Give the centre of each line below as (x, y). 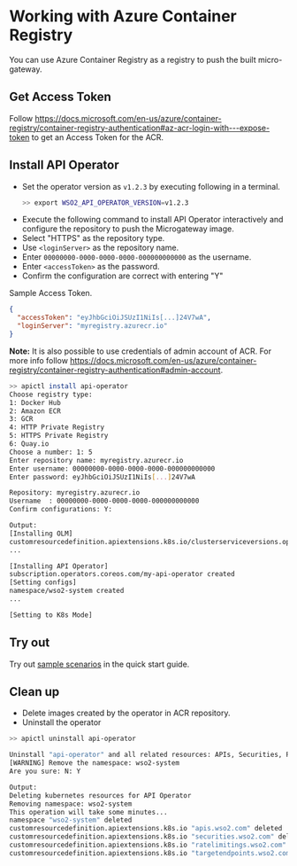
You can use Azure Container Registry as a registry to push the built (133, 59)
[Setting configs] (43, 582)
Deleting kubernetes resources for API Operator (100, 795)
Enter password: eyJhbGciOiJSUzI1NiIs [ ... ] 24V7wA (103, 477)
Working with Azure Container (123, 16)
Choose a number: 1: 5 (51, 452)
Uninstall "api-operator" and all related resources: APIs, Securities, (146, 755)
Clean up (34, 692)
